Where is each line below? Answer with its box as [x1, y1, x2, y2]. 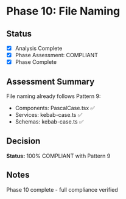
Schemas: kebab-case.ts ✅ [15, 118, 84, 125]
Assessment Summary [6, 76, 95, 86]
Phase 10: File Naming [6, 4, 121, 18]
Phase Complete [15, 58, 57, 66]
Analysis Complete [15, 44, 63, 52]
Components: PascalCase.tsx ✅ [15, 105, 96, 111]
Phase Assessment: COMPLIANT [15, 52, 99, 59]
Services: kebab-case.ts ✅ [15, 111, 83, 118]
